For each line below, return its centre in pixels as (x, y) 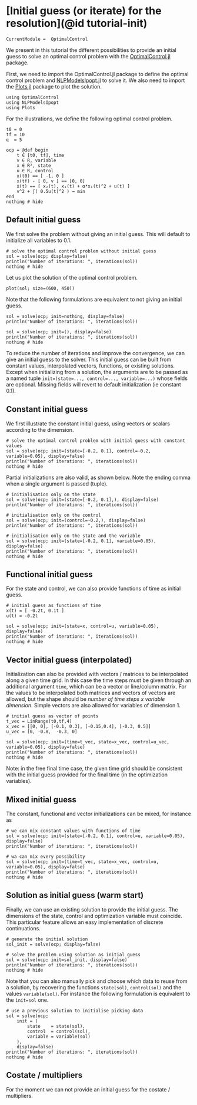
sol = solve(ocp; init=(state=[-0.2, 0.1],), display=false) (83, 500)
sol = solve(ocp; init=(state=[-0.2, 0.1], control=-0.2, (79, 451)
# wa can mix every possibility (46, 857)
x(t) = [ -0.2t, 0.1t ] (35, 611)
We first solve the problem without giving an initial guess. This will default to (98, 234)
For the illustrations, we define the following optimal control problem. (89, 119)
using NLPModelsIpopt (33, 102)
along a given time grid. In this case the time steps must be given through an (99, 680)
